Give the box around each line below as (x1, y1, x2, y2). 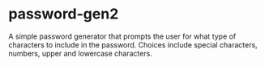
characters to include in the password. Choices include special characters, (8, 39, 258, 49)
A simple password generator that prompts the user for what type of (8, 31, 237, 41)
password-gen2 (8, 5, 119, 23)
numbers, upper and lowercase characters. (8, 48, 152, 58)
